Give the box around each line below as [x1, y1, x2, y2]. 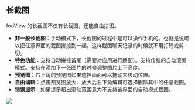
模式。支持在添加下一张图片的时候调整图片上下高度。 [14, 64, 143, 71]
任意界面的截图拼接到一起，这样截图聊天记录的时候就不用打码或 [25, 42, 179, 49]
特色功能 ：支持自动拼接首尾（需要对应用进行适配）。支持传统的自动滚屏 [14, 56, 187, 63]
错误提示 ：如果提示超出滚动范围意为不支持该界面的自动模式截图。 [14, 85, 174, 92]
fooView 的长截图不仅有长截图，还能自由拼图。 [6, 22, 120, 29]
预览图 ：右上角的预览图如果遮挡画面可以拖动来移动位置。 [14, 71, 153, 78]
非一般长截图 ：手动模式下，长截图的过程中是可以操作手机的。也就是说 [14, 35, 184, 42]
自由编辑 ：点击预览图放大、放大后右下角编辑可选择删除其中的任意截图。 [14, 78, 189, 85]
